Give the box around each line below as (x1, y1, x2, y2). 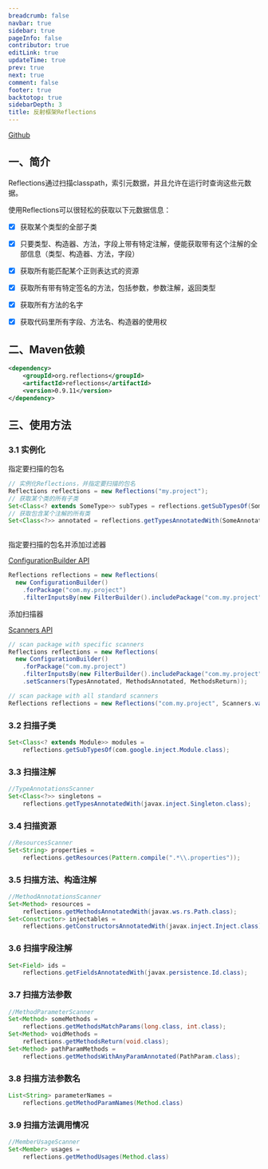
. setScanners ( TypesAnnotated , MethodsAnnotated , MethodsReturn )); (22, 678, 248, 686)
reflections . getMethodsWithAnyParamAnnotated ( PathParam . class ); (22, 1052, 241, 1060)
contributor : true (8, 42, 69, 50)
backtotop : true (8, 93, 62, 101)
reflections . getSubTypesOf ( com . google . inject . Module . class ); (22, 746, 230, 753)
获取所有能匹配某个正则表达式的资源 (19, 265, 140, 276)
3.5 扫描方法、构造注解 (8, 874, 97, 885)
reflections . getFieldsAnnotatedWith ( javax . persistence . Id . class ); (22, 968, 248, 977)
